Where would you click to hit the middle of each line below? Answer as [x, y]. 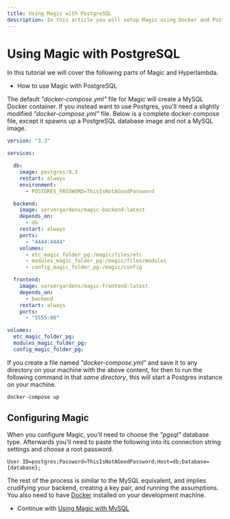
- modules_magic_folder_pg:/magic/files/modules [96, 261]
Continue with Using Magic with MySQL [73, 508]
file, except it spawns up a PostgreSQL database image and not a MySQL [110, 121]
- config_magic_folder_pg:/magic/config [84, 267]
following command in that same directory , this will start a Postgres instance [115, 377]
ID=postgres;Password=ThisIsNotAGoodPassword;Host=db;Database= [116, 461]
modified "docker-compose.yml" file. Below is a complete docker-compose [113, 114]
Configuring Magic [48, 418]
